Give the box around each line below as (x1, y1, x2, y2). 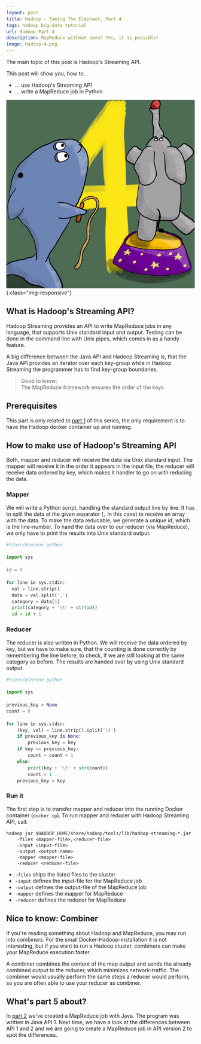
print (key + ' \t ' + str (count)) (28, 765, 109, 771)
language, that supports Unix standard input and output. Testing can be (6, 328, 182, 336)
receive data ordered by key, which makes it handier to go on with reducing (6, 469, 193, 476)
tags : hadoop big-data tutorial (6, 22, 87, 28)
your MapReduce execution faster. (6, 948, 91, 955)
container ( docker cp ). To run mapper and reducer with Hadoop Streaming (6, 811, 190, 819)
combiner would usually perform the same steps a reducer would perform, (6, 973, 190, 980)
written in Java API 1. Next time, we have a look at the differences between (6, 1019, 190, 1026)
